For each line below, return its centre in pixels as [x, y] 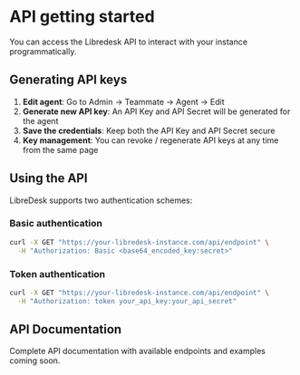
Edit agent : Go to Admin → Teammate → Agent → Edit [123, 101]
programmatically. [43, 51]
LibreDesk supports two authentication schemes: [101, 200]
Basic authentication [56, 224]
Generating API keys [68, 80]
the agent [40, 120]
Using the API [48, 178]
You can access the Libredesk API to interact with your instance [128, 42]
